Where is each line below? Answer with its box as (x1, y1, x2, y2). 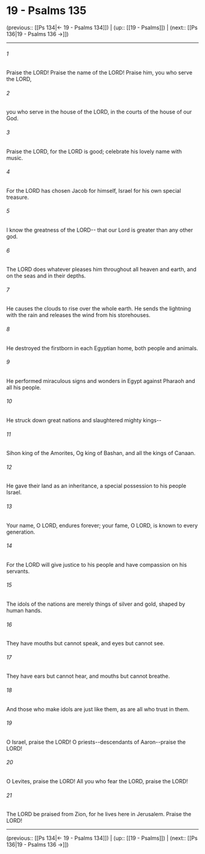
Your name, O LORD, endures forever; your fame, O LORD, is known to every (6, 522, 198, 529)
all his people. (6, 384, 41, 391)
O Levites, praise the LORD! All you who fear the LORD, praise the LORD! (6, 778, 188, 784)
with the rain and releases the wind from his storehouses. (6, 312, 151, 319)
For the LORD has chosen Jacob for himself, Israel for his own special (6, 187, 181, 194)
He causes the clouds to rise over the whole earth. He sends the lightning (6, 305, 191, 312)
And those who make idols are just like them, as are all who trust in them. (6, 705, 190, 712)
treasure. (6, 193, 29, 201)
